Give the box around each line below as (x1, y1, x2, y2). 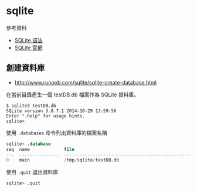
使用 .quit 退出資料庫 (6, 169, 59, 176)
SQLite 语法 (14, 36, 43, 43)
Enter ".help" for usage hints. (6, 113, 85, 119)
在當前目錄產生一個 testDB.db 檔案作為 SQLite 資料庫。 (6, 91, 140, 98)
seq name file (6, 146, 75, 152)
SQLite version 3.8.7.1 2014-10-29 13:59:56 (6, 107, 117, 114)
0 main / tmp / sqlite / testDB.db (6, 157, 119, 163)
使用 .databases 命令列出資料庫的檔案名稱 (6, 129, 107, 136)
